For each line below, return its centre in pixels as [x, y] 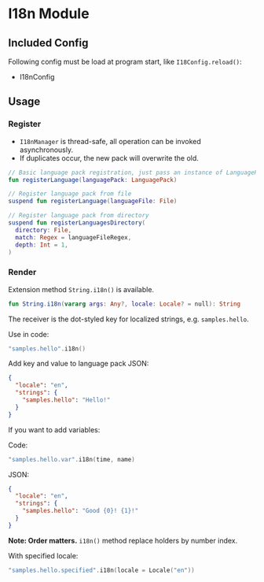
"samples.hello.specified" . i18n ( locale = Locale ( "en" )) [101, 570]
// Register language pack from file [70, 194]
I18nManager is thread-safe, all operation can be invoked [110, 141]
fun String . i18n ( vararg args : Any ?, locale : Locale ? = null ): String [125, 304]
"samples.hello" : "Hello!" [66, 400]
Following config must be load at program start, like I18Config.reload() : [125, 61]
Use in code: [29, 334]
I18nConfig [37, 77]
